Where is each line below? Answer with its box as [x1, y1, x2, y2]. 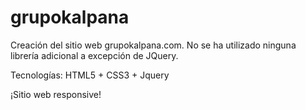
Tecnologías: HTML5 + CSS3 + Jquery [10, 69, 170, 81]
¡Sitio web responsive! [10, 88, 102, 100]
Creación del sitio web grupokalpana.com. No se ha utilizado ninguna [10, 39, 297, 51]
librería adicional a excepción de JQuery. [10, 49, 179, 61]
